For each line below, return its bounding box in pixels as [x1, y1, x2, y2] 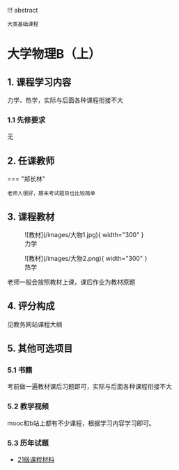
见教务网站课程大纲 [7, 320, 63, 328]
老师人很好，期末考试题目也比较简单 [7, 190, 96, 197]
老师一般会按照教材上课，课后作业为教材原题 [7, 278, 136, 286]
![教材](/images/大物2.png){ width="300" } [24, 254, 148, 262]
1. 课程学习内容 [7, 76, 72, 88]
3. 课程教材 [7, 211, 55, 222]
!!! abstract [7, 6, 38, 14]
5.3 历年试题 [7, 438, 49, 448]
